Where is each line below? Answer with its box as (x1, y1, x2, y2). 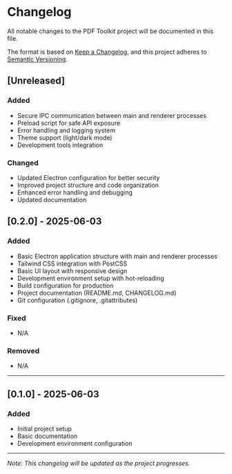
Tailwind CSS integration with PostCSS (17, 259, 128, 268)
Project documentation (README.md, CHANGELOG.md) (17, 288, 177, 297)
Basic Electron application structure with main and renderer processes (17, 252, 217, 260)
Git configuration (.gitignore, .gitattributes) (17, 296, 138, 304)
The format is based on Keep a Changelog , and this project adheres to (7, 48, 207, 56)
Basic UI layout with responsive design (17, 266, 128, 275)
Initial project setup (17, 424, 72, 433)
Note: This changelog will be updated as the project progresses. (7, 459, 191, 467)
